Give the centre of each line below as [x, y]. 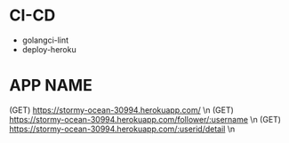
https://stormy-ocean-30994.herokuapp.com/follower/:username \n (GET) [145, 119]
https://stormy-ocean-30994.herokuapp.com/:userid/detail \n [122, 129]
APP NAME [51, 86]
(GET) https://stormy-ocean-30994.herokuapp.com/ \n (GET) [121, 110]
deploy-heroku [49, 49]
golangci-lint [45, 40]
